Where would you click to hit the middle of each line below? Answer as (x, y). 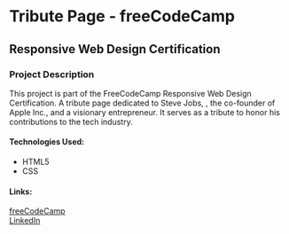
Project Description (52, 74)
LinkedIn (25, 221)
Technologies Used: (47, 142)
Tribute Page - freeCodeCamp (122, 16)
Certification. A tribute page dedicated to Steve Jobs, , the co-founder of (142, 103)
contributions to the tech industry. (71, 121)
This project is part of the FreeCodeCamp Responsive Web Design (131, 93)
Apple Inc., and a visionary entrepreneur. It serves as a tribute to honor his (145, 112)
